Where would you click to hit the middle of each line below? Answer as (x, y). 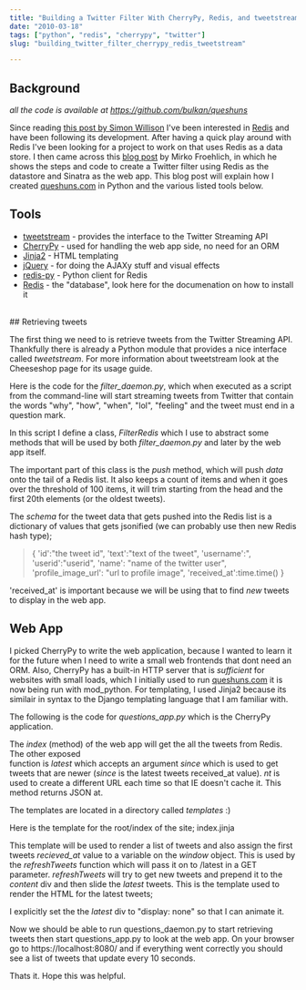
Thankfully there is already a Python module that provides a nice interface (148, 349)
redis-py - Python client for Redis (85, 275)
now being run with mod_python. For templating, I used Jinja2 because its (148, 689)
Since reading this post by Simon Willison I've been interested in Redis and (149, 128)
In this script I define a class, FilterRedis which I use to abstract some (139, 433)
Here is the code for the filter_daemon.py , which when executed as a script (151, 386)
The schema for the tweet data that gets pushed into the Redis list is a (141, 516)
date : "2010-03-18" (46, 26)
